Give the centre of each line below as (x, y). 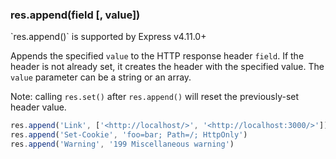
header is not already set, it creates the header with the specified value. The (167, 67)
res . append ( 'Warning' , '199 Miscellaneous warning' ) (122, 144)
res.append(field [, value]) (75, 15)
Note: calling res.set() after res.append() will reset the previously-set (155, 97)
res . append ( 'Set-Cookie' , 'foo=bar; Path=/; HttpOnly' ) (129, 135)
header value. (38, 107)
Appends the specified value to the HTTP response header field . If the (157, 56)
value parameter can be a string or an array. (101, 77)
